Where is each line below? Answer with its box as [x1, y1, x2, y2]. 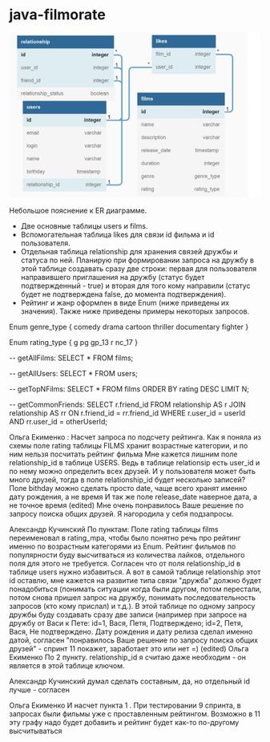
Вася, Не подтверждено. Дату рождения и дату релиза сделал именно [9, 627, 253, 637]
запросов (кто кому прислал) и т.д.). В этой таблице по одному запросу [9, 602, 256, 611]
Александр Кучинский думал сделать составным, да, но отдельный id [9, 676, 251, 687]
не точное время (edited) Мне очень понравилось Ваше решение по [9, 501, 244, 510]
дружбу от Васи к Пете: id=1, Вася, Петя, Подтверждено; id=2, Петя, [9, 618, 244, 628]
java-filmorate [9, 6, 107, 24]
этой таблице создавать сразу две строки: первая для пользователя [20, 264, 257, 274]
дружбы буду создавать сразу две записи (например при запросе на [9, 610, 248, 619]
